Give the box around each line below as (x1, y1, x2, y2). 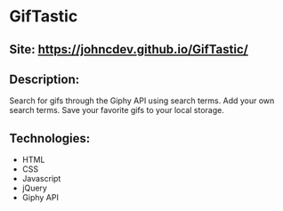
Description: (9, 71, 80, 86)
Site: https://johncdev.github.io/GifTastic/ (9, 42, 249, 57)
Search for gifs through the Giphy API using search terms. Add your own (9, 95, 275, 106)
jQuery (21, 183, 47, 193)
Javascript (21, 174, 61, 184)
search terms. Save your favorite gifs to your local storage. (9, 105, 224, 116)
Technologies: (9, 131, 91, 146)
